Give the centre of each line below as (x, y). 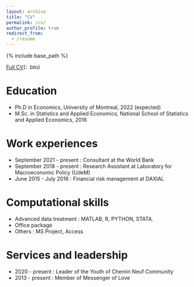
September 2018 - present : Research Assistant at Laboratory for (93, 166)
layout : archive (26, 11)
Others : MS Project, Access (49, 231)
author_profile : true (33, 28)
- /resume (23, 39)
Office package (33, 225)
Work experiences (52, 143)
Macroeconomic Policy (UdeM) (52, 172)
